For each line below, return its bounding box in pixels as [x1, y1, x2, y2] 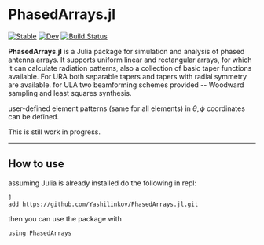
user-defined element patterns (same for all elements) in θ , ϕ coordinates [8, 104, 246, 113]
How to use [8, 157, 64, 170]
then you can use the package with [8, 214, 122, 223]
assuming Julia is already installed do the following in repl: [8, 178, 197, 188]
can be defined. [8, 112, 60, 121]
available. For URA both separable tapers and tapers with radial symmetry [8, 71, 247, 81]
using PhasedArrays [8, 229, 72, 237]
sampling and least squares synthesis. [8, 88, 132, 97]
